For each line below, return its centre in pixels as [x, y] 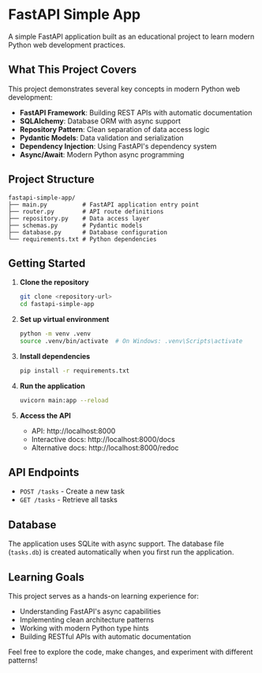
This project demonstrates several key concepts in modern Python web [124, 89]
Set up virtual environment [64, 319]
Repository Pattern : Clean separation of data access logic [114, 129]
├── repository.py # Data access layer [79, 218]
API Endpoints [44, 473]
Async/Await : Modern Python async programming [102, 154]
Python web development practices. [67, 44]
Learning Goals [47, 577]
